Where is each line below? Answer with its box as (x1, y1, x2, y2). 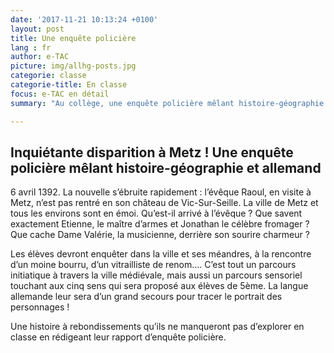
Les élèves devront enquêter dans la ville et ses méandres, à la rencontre (10, 248, 312, 260)
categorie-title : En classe (10, 80, 128, 90)
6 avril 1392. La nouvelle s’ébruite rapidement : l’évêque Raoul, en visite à (10, 186, 312, 198)
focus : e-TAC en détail (10, 89, 110, 99)
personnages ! (10, 301, 70, 313)
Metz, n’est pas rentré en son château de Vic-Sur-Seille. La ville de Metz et (10, 197, 319, 209)
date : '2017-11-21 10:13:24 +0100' (10, 14, 159, 25)
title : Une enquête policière (10, 33, 137, 43)
